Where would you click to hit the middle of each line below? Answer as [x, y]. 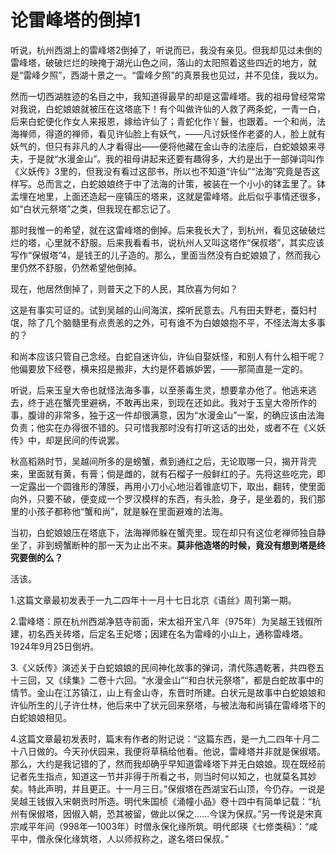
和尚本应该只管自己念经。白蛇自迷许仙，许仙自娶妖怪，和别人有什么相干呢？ [168, 356]
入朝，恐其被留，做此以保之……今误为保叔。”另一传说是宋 [197, 813]
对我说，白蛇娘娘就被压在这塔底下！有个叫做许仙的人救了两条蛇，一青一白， [168, 108]
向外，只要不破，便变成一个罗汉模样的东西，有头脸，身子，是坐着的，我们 [163, 498]
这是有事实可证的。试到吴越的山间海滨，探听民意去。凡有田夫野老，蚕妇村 [163, 310]
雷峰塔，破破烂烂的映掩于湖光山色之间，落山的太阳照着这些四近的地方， [159, 62]
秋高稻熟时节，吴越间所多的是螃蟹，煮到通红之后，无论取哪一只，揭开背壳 [163, 461]
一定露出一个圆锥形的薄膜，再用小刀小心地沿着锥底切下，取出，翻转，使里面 [168, 486]
